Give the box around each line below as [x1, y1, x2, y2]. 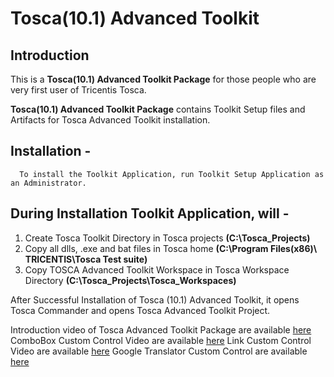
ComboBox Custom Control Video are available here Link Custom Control [10, 334, 312, 346]
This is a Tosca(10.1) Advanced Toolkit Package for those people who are [10, 73, 317, 85]
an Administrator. [10, 178, 87, 188]
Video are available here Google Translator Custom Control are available [10, 345, 308, 357]
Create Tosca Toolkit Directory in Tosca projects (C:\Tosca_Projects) [24, 232, 311, 244]
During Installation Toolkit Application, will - [10, 205, 290, 222]
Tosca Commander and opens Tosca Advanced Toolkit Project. [10, 304, 271, 316]
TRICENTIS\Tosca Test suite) [24, 253, 148, 265]
